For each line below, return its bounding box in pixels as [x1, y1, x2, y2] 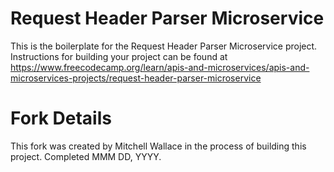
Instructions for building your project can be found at [10, 50, 228, 62]
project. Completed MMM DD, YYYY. [10, 150, 162, 162]
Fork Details [10, 107, 112, 130]
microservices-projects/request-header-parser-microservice [10, 72, 262, 84]
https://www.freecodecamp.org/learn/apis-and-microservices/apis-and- [10, 61, 310, 73]
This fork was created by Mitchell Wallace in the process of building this [10, 140, 307, 152]
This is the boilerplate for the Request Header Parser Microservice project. [10, 40, 318, 52]
